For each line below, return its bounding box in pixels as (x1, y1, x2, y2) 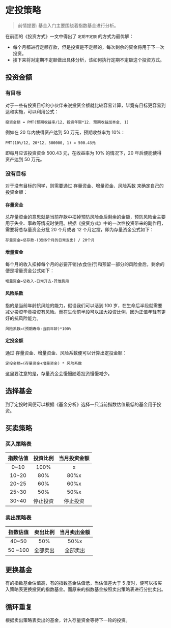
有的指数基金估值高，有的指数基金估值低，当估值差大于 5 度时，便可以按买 (5, 580, 162, 586)
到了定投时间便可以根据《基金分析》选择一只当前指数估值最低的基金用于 (5, 401, 157, 407)
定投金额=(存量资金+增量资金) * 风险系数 (5, 361, 82, 366)
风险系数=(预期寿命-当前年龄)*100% (5, 326, 72, 331)
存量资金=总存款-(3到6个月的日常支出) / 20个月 (5, 237, 95, 243)
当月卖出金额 (59, 528, 91, 535)
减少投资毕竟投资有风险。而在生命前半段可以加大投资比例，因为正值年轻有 (5, 309, 161, 315)
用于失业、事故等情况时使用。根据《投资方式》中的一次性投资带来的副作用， (5, 220, 166, 226)
